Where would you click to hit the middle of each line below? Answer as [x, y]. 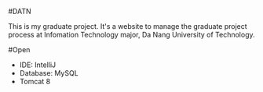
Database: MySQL [49, 73]
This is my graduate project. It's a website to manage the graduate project [128, 26]
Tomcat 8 [35, 81]
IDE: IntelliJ [38, 65]
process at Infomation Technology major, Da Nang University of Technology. [131, 35]
